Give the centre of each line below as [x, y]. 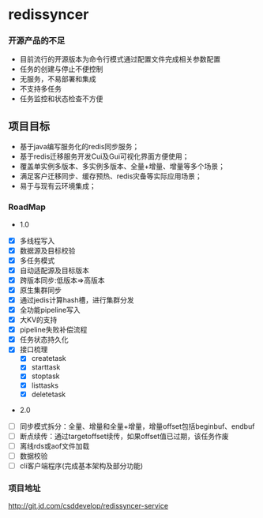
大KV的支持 [38, 320]
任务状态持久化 [44, 340]
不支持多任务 [40, 89]
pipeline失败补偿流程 [53, 330]
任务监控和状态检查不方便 [61, 99]
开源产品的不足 [37, 41]
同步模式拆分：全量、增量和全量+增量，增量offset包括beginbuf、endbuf [137, 426]
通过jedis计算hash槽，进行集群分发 [77, 300]
